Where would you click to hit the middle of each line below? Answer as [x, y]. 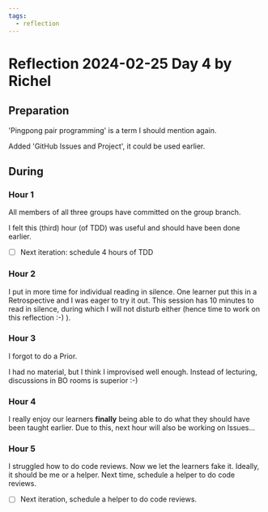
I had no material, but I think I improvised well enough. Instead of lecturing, [133, 372]
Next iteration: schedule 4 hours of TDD [87, 252]
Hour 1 [21, 194]
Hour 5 [22, 449]
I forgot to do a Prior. [43, 356]
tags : [17, 16]
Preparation [39, 111]
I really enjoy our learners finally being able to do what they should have [129, 419]
